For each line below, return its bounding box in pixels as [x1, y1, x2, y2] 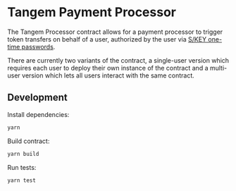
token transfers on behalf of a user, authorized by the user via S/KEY [7, 35, 206, 43]
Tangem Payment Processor [7, 4, 176, 20]
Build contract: [7, 137, 50, 145]
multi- [209, 63, 228, 72]
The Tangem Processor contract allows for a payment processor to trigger [7, 27, 223, 36]
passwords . [21, 42, 56, 51]
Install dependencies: [7, 110, 70, 118]
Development [7, 92, 68, 104]
